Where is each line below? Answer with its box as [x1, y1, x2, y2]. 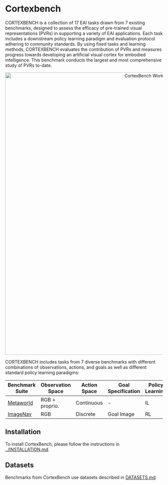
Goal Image [107, 410, 135, 417]
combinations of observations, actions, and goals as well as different [5, 364, 147, 370]
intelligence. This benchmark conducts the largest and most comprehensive [5, 57, 162, 63]
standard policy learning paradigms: [5, 370, 79, 376]
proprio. [40, 402, 59, 409]
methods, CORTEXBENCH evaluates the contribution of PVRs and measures [5, 46, 162, 52]
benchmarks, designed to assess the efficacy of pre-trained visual [5, 25, 142, 31]
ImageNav [7, 410, 32, 417]
